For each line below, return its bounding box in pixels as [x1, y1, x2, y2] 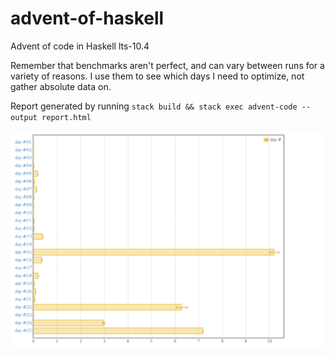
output [10, 112, 38, 122]
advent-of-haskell [10, 7, 165, 30]
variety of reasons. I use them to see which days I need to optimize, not [10, 70, 305, 82]
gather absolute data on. [10, 80, 112, 92]
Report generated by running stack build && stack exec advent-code [10, 100, 298, 112]
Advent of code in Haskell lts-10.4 [10, 40, 150, 52]
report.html [41, 112, 92, 122]
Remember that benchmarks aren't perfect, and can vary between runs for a [10, 59, 325, 71]
